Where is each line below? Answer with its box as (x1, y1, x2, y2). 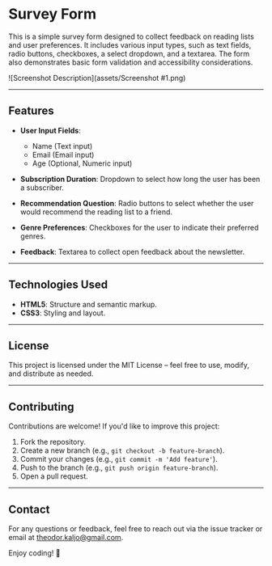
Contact (8, 502, 50, 516)
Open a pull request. (19, 471, 89, 481)
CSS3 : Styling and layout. (19, 308, 106, 318)
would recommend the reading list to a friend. (19, 207, 172, 217)
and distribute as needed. (8, 369, 94, 378)
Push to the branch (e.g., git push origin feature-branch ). (19, 463, 219, 473)
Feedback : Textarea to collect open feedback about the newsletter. (19, 247, 245, 256)
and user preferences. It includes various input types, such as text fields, (8, 40, 252, 49)
